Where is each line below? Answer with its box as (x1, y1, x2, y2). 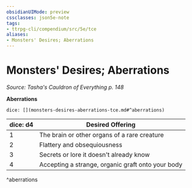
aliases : (6, 32, 29, 38)
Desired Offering (86, 120, 136, 128)
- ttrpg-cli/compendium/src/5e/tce (6, 26, 97, 32)
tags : (6, 20, 20, 26)
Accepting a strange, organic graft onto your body (39, 160, 183, 169)
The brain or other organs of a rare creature (39, 130, 165, 139)
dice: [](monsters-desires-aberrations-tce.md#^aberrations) (6, 107, 165, 113)
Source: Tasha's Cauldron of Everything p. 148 (6, 83, 124, 91)
